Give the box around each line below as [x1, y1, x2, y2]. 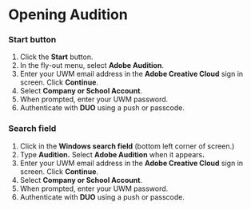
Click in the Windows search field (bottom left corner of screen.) [19, 141, 235, 151]
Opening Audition [8, 6, 128, 24]
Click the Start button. [19, 52, 94, 61]
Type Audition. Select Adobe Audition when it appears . [19, 149, 205, 159]
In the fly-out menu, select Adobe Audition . [19, 61, 164, 70]
